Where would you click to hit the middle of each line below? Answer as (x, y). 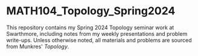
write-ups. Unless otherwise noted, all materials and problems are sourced (99, 40)
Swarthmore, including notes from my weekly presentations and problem (97, 33)
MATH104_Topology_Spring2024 (91, 11)
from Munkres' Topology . (38, 46)
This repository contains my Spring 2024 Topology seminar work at (90, 27)
